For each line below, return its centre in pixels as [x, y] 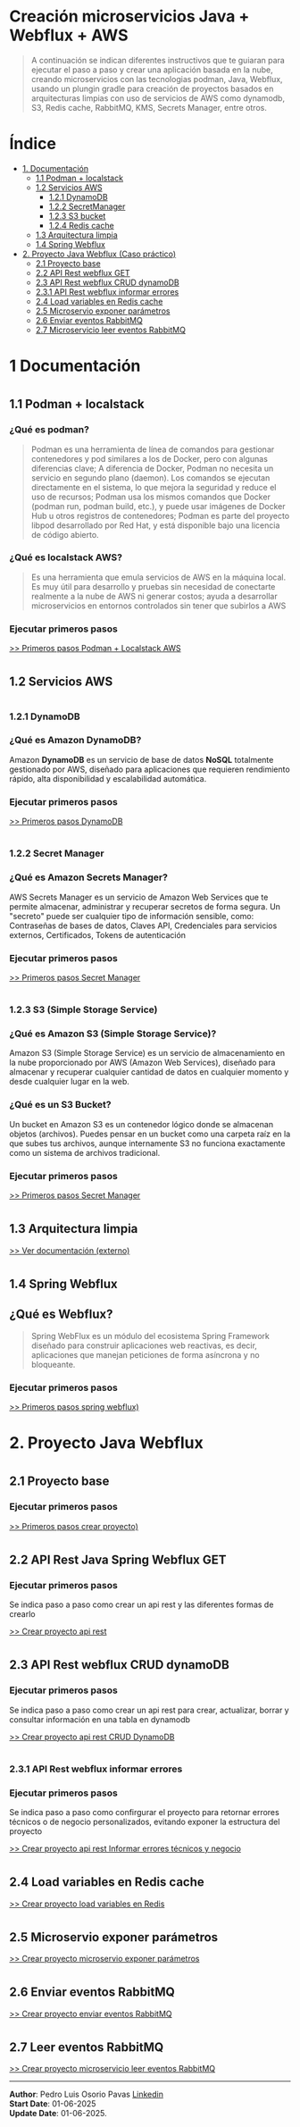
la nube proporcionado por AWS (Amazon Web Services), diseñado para [142, 1063]
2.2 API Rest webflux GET [83, 272]
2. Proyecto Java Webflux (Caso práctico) [99, 254]
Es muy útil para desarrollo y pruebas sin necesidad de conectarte [153, 586]
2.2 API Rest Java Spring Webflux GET [118, 1559]
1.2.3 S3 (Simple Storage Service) [83, 1009]
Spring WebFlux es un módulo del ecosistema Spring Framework [150, 1336]
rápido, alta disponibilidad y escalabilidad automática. [108, 778]
